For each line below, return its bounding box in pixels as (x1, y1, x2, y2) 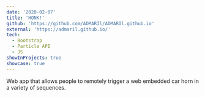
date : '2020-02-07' (6, 9, 56, 15)
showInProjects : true (6, 55, 62, 61)
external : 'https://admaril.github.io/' (6, 26, 111, 33)
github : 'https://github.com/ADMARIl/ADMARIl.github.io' (6, 20, 155, 26)
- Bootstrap (12, 37, 43, 44)
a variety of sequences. (6, 83, 66, 91)
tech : (6, 32, 20, 38)
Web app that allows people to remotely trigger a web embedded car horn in (6, 77, 199, 85)
